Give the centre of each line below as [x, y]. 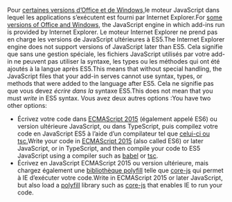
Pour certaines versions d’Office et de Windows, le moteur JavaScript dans [114, 10]
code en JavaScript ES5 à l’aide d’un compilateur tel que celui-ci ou [113, 134]
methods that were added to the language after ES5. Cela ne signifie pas [110, 83]
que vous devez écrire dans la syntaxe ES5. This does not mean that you [110, 91]
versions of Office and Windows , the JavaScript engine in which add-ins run [116, 25]
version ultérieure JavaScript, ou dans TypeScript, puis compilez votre [117, 126]
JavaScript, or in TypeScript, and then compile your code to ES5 [109, 148]
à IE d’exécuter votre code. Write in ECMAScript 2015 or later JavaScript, [120, 178]
